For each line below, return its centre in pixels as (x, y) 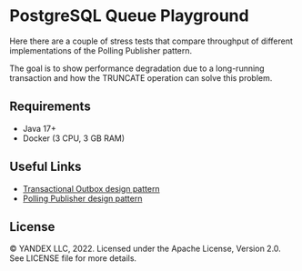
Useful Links (45, 167)
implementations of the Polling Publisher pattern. (101, 50)
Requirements (50, 107)
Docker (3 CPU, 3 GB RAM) (74, 138)
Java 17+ (39, 128)
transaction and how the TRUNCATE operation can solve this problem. (141, 77)
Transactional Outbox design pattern (91, 188)
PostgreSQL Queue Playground (129, 16)
